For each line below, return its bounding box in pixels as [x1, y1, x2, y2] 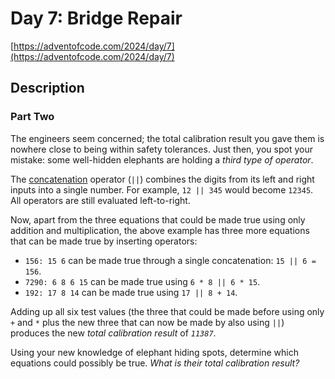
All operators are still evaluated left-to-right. [10, 194, 191, 206]
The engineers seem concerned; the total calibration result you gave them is [10, 132, 325, 144]
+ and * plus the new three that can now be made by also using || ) [10, 316, 285, 328]
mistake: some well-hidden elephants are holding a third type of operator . [10, 153, 314, 166]
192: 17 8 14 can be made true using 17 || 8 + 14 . [24, 286, 238, 298]
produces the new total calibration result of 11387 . [10, 327, 217, 339]
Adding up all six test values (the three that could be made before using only [10, 305, 325, 317]
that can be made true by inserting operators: [10, 235, 198, 247]
